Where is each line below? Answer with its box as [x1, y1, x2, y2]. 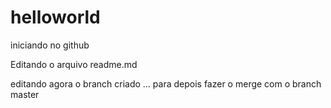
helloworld [10, 6, 101, 29]
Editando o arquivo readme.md [10, 58, 138, 70]
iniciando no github [10, 39, 90, 51]
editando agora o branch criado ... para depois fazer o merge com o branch [10, 77, 322, 90]
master [10, 88, 40, 100]
